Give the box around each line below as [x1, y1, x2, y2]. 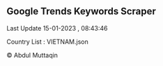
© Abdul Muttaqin [6, 51, 59, 59]
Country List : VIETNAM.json [6, 38, 88, 46]
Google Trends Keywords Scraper [6, 6, 156, 17]
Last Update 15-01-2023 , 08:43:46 [6, 24, 109, 32]
